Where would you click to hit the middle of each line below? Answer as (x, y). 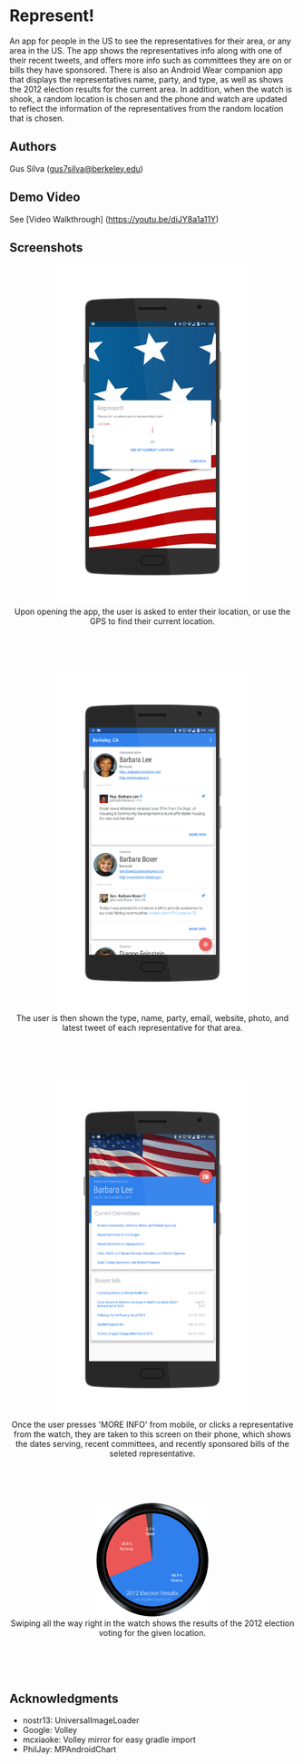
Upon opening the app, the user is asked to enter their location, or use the (152, 612)
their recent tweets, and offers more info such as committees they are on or (151, 60)
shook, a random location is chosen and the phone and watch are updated (148, 99)
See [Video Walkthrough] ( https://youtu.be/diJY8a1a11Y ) (114, 219)
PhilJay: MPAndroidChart (69, 1749)
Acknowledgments (64, 1698)
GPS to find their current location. (152, 621)
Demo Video (45, 198)
